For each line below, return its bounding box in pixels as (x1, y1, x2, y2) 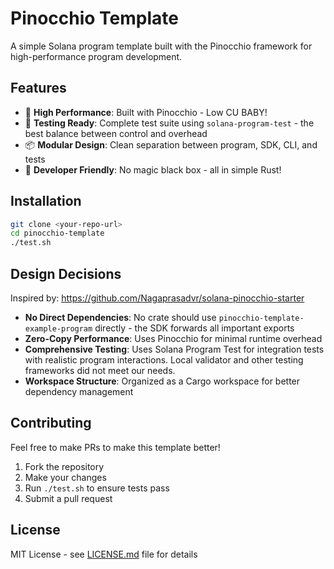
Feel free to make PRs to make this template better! (10, 441, 221, 453)
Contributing (10, 415, 92, 432)
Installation (10, 193, 82, 210)
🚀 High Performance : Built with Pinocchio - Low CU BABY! (24, 106, 268, 118)
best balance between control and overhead (24, 127, 208, 139)
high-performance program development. (10, 50, 183, 62)
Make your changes (24, 471, 107, 483)
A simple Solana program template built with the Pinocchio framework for (10, 40, 313, 52)
